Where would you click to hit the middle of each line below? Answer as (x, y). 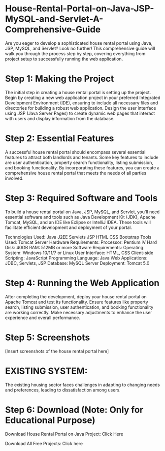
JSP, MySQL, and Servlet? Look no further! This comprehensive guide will (80, 48)
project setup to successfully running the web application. (64, 59)
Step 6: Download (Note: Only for (74, 410)
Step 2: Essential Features (60, 139)
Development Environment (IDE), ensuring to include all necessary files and (82, 103)
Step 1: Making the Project (60, 79)
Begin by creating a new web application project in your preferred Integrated (83, 97)
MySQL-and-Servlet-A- (54, 19)
